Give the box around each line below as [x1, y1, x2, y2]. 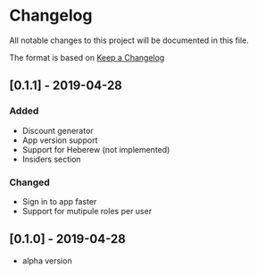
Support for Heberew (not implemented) [21, 144, 170, 154]
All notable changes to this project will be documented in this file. [9, 35, 250, 46]
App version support [21, 135, 98, 146]
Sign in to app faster [21, 196, 97, 206]
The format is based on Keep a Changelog [9, 52, 165, 62]
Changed [9, 176, 51, 188]
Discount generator [21, 125, 94, 136]
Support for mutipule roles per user [21, 205, 153, 216]
